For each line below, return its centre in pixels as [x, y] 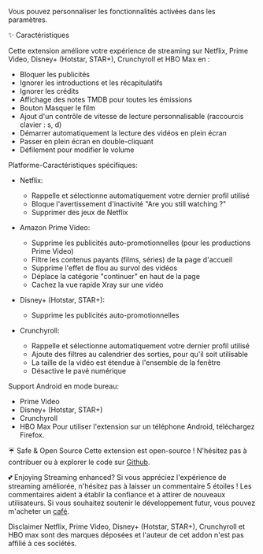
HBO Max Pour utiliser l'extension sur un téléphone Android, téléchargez [137, 426]
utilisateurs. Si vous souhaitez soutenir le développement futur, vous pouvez [132, 503]
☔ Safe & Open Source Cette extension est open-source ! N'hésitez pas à [128, 451]
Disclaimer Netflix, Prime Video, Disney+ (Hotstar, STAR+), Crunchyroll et [127, 526]
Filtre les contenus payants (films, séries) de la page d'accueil [132, 260]
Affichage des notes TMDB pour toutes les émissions [106, 99]
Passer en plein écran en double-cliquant [86, 141]
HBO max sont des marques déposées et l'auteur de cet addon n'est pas [126, 535]
